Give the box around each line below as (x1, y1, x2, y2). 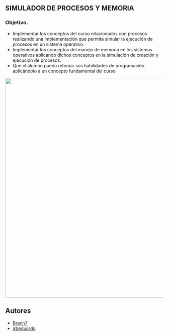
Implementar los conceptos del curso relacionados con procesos (12, 30, 147, 37)
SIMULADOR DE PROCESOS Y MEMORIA (5, 4, 134, 13)
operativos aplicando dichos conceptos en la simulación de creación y (12, 52, 159, 58)
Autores (5, 306, 31, 315)
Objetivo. (5, 19, 29, 26)
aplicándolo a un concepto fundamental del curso (12, 68, 116, 74)
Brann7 (12, 320, 28, 326)
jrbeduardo (12, 325, 36, 331)
